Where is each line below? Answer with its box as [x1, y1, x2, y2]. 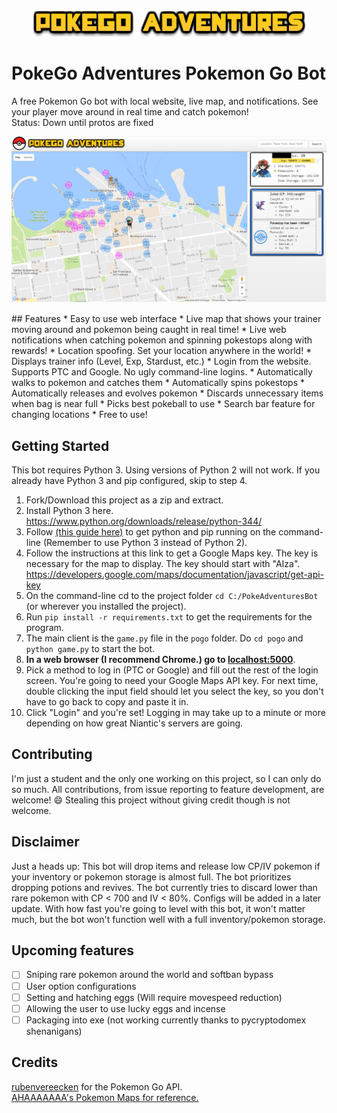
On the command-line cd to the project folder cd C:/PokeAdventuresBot [25, 590, 319, 602]
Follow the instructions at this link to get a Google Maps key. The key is [25, 547, 319, 559]
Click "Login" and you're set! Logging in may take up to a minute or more [25, 707, 326, 719]
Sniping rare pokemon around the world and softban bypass [25, 969, 274, 981]
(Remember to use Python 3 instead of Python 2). [42, 537, 248, 549]
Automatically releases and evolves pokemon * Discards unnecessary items [11, 387, 324, 399]
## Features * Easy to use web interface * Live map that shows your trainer [11, 313, 322, 325]
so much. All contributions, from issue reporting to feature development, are [11, 783, 325, 795]
